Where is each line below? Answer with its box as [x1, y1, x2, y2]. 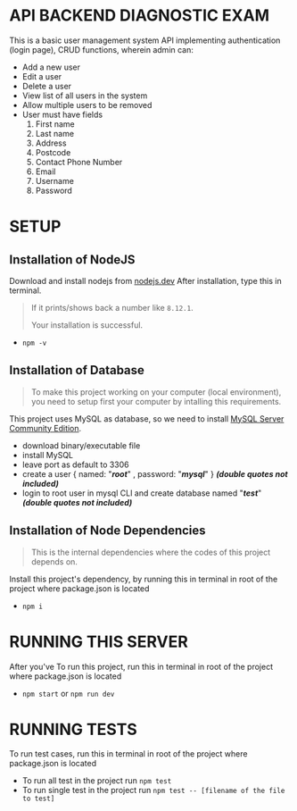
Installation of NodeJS [9, 252, 136, 267]
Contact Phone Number [35, 156, 123, 167]
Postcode [35, 146, 71, 157]
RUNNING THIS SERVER [9, 631, 189, 652]
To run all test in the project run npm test [21, 775, 172, 786]
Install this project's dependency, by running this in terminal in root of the [9, 573, 278, 584]
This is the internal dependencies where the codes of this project [30, 547, 271, 557]
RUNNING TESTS [9, 719, 138, 740]
